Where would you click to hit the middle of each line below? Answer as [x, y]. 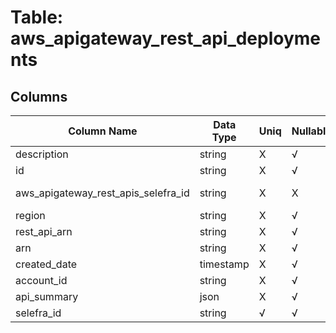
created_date [46, 264]
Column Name [103, 131]
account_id [41, 280]
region [30, 215]
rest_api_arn [44, 231]
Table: [37, 17]
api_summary [47, 296]
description [42, 154]
